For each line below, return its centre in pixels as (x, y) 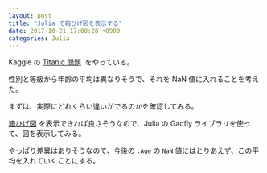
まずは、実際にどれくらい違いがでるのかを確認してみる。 (103, 106)
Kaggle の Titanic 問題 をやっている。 (71, 62)
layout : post (30, 16)
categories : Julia (39, 38)
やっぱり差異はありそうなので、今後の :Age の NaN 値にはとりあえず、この (130, 150)
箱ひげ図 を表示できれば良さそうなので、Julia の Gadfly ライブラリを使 (126, 124)
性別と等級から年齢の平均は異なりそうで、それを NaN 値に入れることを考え (134, 79)
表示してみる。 (61, 134)
